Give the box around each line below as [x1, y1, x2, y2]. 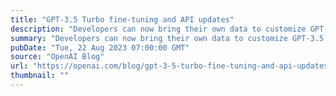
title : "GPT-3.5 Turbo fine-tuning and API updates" [10, 14, 235, 25]
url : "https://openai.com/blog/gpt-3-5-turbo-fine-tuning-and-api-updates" [10, 61, 333, 71]
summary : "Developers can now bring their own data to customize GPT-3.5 [10, 33, 325, 43]
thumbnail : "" [10, 71, 70, 81]
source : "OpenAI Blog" [10, 52, 105, 62]
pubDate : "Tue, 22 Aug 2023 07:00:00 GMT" [10, 42, 190, 53]
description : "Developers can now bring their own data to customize [10, 24, 307, 34]
